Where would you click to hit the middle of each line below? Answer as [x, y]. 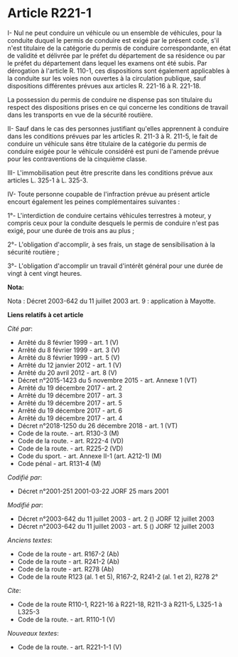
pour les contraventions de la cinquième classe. [77, 159]
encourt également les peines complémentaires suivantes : [94, 202]
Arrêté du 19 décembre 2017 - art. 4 [70, 418]
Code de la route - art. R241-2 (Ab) [69, 562]
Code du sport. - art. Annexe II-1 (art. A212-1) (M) [90, 456]
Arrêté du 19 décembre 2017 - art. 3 [70, 395]
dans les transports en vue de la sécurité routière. [80, 115]
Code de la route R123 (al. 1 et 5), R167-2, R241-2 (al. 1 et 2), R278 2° [118, 576]
